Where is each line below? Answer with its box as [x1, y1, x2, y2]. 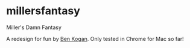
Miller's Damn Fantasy [6, 24, 62, 31]
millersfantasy [6, 4, 80, 18]
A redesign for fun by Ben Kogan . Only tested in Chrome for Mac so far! [6, 35, 184, 42]
